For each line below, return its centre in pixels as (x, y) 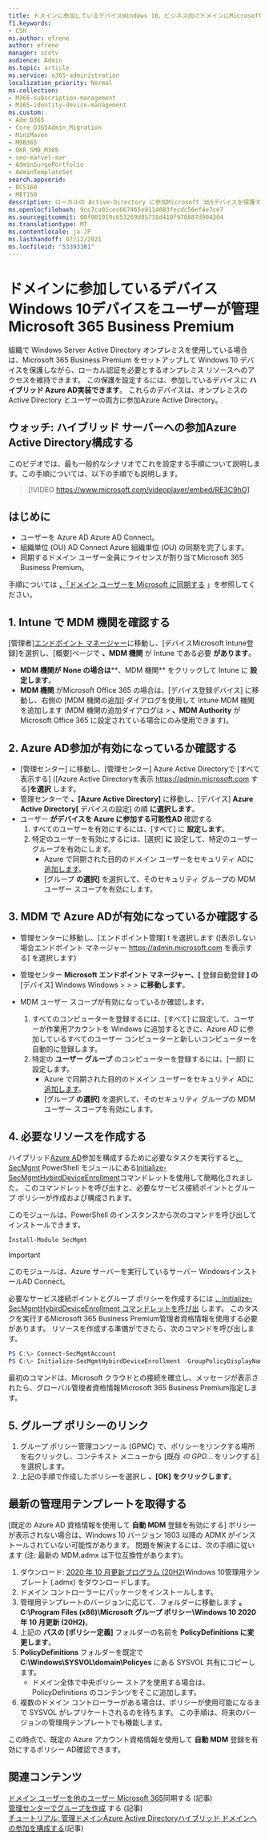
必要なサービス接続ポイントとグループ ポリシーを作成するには (111, 1299)
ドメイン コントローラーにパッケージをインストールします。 (118, 1591)
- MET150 (23, 194)
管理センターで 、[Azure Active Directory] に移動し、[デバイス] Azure (137, 799)
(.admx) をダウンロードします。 (102, 1582)
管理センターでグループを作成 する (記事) (76, 1808)
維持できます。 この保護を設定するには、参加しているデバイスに (142, 380)
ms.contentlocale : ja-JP (50, 232)
